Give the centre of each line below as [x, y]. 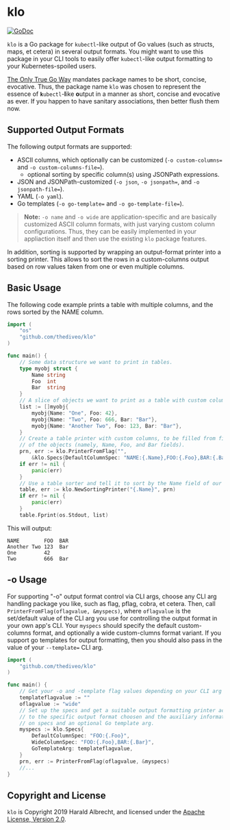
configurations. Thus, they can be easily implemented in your [110, 231]
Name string [49, 375]
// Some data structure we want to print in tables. [96, 362]
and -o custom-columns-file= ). [61, 167]
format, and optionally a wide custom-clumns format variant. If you [127, 633]
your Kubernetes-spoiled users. [52, 66]
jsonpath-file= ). [41, 188]
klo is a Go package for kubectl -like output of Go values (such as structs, [111, 44]
